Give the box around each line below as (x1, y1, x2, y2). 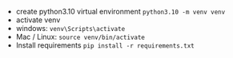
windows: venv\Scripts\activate (15, 24, 126, 33)
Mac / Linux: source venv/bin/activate (15, 32, 146, 41)
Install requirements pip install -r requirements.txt (15, 41, 195, 50)
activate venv (15, 15, 61, 25)
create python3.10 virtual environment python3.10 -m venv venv (15, 7, 226, 16)
